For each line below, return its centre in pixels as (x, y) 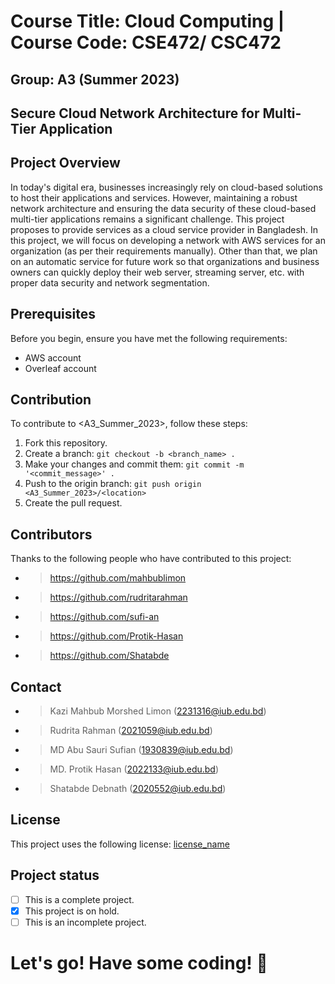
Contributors (51, 534)
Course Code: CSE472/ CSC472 (146, 42)
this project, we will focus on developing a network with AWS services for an (168, 240)
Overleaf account (60, 368)
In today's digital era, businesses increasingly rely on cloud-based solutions (166, 187)
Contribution (51, 399)
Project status (55, 875)
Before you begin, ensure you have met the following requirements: (149, 338)
